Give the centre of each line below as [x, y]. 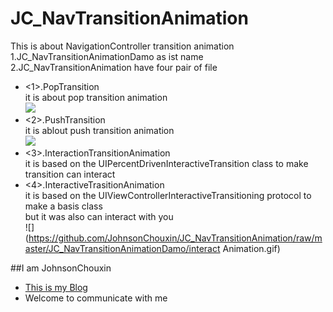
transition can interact [70, 174]
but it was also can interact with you [99, 216]
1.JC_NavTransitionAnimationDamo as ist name [107, 56]
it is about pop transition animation [96, 97]
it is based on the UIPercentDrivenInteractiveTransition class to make [166, 163]
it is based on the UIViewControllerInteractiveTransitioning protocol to [168, 195]
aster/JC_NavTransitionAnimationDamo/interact [122, 248]
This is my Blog [56, 287]
